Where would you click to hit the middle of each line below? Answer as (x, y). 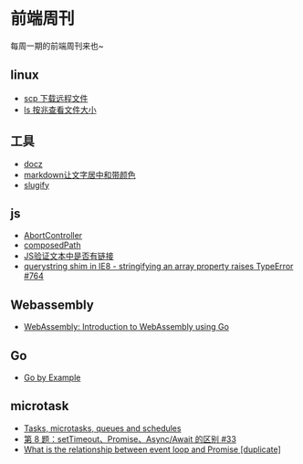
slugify (36, 185)
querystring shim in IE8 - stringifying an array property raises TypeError (158, 267)
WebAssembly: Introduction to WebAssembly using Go (126, 327)
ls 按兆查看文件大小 (60, 110)
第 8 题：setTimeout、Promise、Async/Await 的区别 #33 (130, 438)
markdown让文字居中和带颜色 (79, 174)
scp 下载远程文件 (56, 98)
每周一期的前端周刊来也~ (57, 46)
